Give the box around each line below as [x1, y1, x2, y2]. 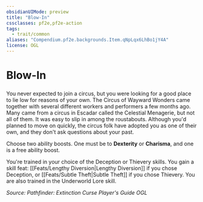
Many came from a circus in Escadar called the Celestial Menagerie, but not [6, 109, 195, 116]
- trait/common [11, 31, 50, 37]
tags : [6, 25, 20, 32]
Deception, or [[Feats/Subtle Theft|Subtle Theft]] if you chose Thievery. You [6, 171, 195, 178]
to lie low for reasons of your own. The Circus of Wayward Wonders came [6, 96, 190, 103]
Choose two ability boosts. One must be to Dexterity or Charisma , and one [6, 140, 194, 147]
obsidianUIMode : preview [6, 8, 69, 15]
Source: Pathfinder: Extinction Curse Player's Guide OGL [6, 189, 148, 196]
